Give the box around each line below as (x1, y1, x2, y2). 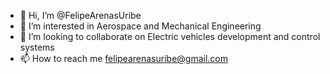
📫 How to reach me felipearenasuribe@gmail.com (19, 53, 228, 64)
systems (19, 41, 55, 53)
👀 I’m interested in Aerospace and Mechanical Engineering (19, 20, 262, 32)
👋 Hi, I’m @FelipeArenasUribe (19, 10, 142, 21)
